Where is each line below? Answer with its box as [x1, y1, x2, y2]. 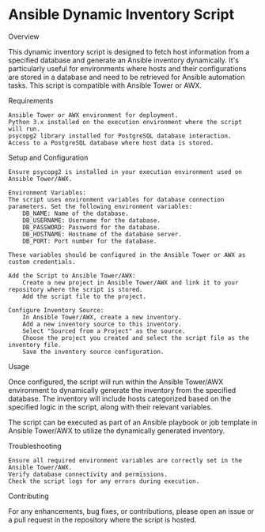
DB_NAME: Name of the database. [22, 209, 129, 217]
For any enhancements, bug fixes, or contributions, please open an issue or [8, 506, 255, 515]
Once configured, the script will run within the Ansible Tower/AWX [8, 377, 224, 387]
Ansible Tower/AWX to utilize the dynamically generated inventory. [8, 425, 225, 436]
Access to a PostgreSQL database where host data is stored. [8, 138, 214, 147]
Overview [8, 32, 40, 41]
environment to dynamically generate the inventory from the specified [8, 385, 237, 394]
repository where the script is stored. [8, 285, 144, 293]
